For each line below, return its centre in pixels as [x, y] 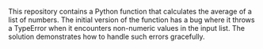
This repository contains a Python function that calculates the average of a [130, 11]
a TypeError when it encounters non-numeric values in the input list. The [127, 28]
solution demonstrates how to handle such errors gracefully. [107, 36]
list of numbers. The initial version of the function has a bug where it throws [131, 20]
